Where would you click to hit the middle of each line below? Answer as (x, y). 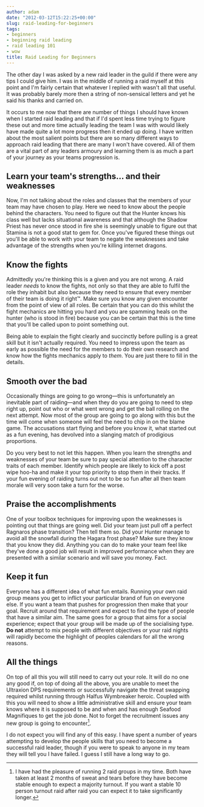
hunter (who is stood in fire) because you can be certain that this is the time (101, 318)
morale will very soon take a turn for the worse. (65, 485)
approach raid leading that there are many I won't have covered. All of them (101, 144)
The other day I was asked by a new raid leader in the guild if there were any (102, 74)
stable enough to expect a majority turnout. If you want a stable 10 (98, 785)
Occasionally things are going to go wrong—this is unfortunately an (90, 396)
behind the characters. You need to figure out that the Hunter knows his (96, 213)
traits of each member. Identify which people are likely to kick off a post (96, 466)
